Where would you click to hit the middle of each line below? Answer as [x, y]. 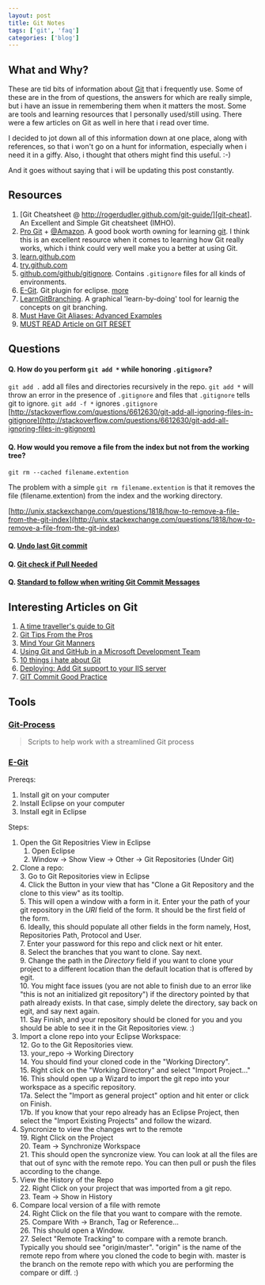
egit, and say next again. [60, 1011]
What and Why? [49, 69]
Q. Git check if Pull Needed [53, 564]
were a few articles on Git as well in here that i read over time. [109, 123]
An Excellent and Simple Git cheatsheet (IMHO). [98, 222]
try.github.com [44, 265]
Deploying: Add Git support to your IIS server [93, 668]
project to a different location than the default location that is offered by [136, 969]
